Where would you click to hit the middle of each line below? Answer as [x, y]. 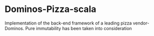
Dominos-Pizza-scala [51, 9]
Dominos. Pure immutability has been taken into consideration [68, 28]
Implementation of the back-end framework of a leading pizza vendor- [77, 23]
